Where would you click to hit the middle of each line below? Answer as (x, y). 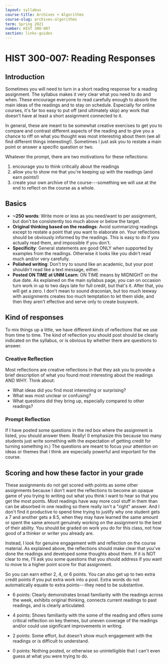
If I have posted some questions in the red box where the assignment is (79, 430)
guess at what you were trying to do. (50, 656)
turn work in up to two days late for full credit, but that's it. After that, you (88, 285)
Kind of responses (34, 317)
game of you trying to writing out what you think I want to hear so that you (82, 496)
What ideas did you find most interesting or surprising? (69, 390)
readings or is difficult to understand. (51, 641)
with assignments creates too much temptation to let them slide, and (83, 296)
